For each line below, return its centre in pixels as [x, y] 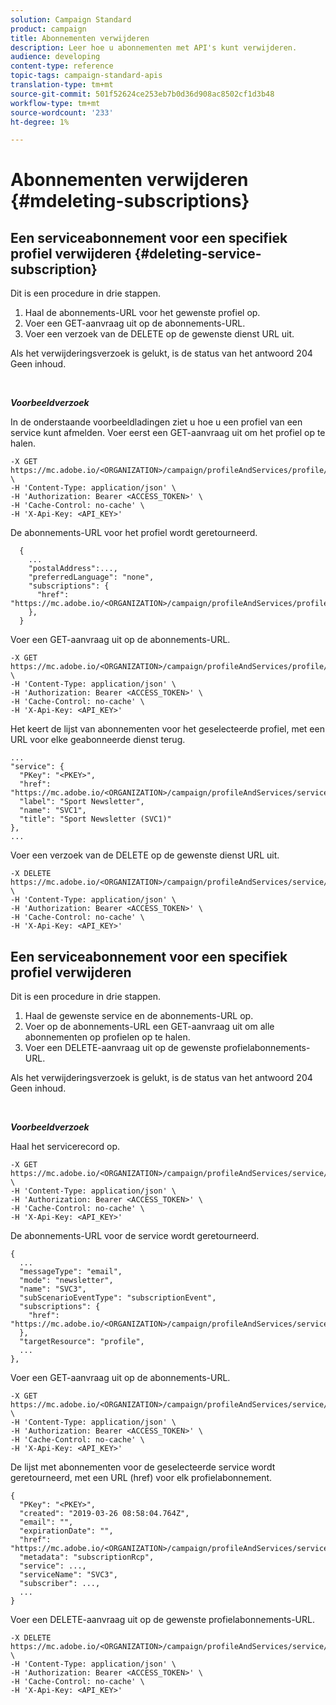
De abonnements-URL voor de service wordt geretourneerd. [135, 1236]
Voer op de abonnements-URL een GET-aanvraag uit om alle [149, 1027]
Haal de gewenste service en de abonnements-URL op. [139, 1016]
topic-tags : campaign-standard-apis [86, 76]
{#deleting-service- [198, 253]
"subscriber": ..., [60, 1584]
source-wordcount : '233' [62, 112]
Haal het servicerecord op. [65, 1147]
